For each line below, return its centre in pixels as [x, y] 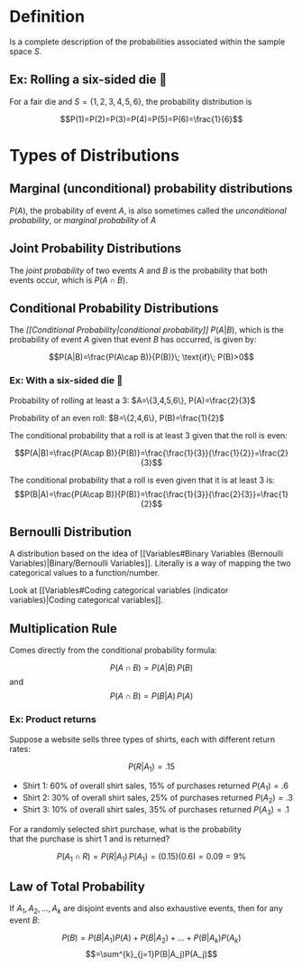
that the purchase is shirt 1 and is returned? [90, 839]
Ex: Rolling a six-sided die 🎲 [88, 80]
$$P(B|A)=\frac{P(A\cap [59, 493]
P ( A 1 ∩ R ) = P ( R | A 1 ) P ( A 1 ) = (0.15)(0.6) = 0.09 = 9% [151, 857]
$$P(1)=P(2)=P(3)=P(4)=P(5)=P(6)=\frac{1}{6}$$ [151, 118]
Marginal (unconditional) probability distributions [151, 188]
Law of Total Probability [78, 886]
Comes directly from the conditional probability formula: [114, 650]
